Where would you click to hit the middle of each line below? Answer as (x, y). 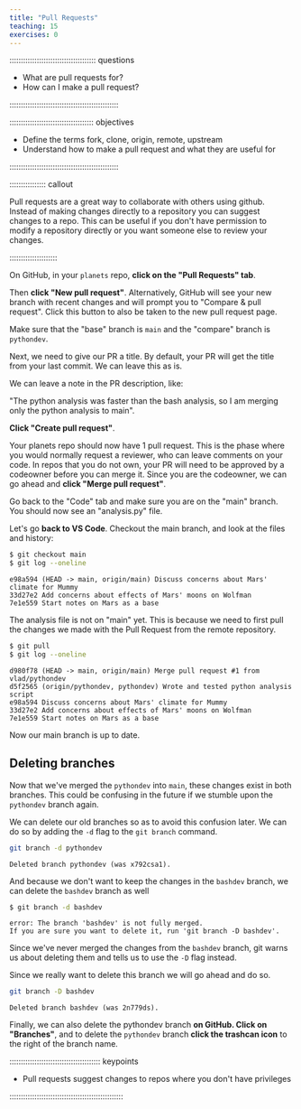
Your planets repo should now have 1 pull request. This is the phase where (147, 446)
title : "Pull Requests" (54, 18)
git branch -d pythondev (56, 848)
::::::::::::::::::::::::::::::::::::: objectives (72, 122)
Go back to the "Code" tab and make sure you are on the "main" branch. (144, 501)
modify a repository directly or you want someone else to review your (138, 230)
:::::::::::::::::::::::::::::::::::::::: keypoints (74, 1061)
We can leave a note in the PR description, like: (96, 384)
